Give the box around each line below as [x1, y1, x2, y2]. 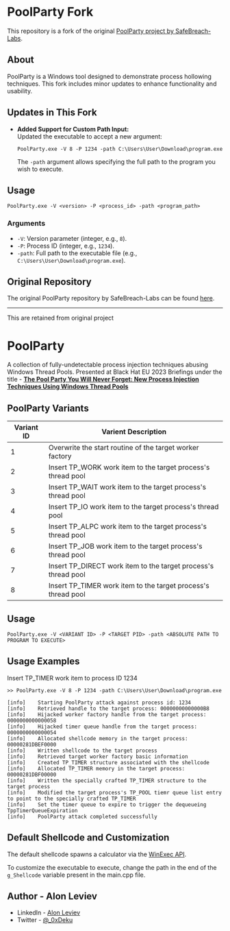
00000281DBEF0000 [7, 741, 57, 748]
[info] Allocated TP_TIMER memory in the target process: [7, 765, 186, 772]
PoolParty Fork [7, 4, 94, 20]
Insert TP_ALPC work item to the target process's [48, 522, 207, 532]
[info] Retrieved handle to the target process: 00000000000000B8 [7, 705, 210, 712]
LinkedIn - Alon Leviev [16, 908, 81, 917]
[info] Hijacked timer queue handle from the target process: [7, 723, 197, 730]
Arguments [7, 219, 46, 228]
